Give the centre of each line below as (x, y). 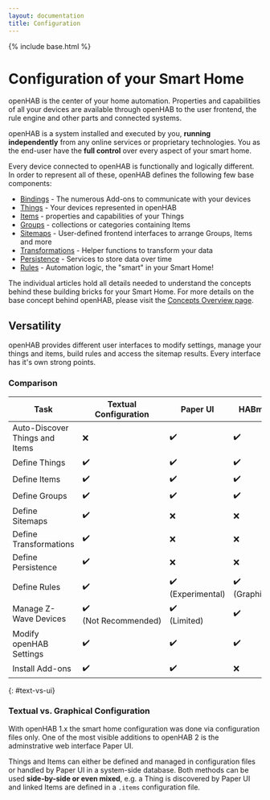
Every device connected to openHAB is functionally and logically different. (131, 167)
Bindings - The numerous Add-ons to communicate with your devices (135, 199)
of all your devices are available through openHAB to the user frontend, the (133, 110)
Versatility (35, 326)
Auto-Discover (41, 428)
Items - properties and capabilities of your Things (102, 216)
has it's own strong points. (52, 363)
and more (36, 242)
